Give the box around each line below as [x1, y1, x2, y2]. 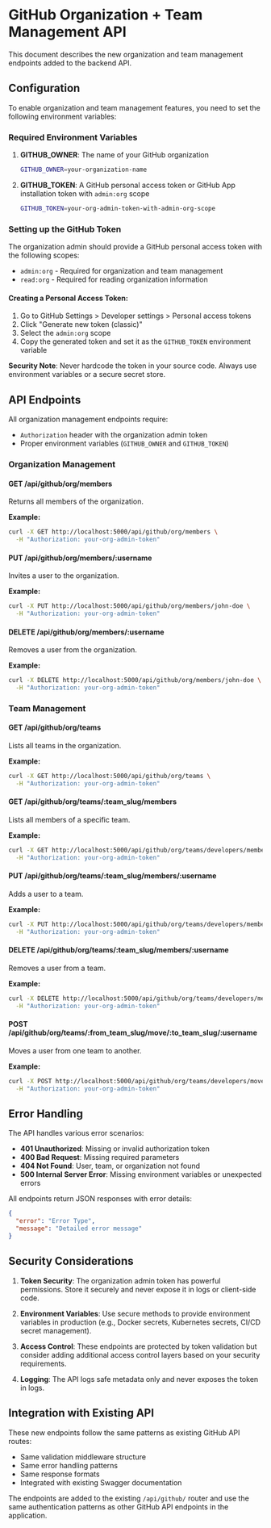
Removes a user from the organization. [8, 645, 137, 655]
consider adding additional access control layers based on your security [19, 1350, 261, 1359]
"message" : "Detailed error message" [15, 1224, 143, 1233]
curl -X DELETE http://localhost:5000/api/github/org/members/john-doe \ [8, 676, 262, 684]
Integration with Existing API [8, 1406, 155, 1420]
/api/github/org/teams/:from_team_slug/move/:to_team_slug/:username [8, 1028, 258, 1038]
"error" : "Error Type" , [15, 1217, 95, 1225]
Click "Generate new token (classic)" [19, 320, 143, 329]
